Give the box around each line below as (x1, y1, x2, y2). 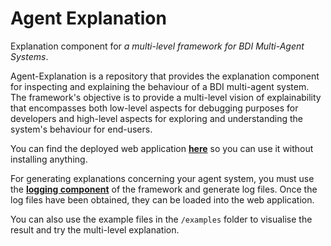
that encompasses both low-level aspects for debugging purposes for (10, 102, 299, 114)
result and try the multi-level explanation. (10, 223, 180, 236)
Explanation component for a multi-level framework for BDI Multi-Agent (10, 40, 305, 52)
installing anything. (10, 153, 88, 165)
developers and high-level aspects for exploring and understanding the (10, 112, 304, 124)
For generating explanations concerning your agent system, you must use (10, 172, 315, 184)
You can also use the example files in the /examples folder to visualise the (10, 213, 313, 225)
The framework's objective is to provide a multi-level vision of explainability (10, 91, 322, 103)
